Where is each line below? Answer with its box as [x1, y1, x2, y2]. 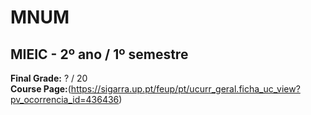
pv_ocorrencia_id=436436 [10, 94, 120, 105]
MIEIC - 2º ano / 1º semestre [10, 46, 189, 63]
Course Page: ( [10, 83, 72, 95]
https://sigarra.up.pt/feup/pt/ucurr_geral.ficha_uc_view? [70, 83, 301, 95]
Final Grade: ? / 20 [10, 72, 88, 84]
